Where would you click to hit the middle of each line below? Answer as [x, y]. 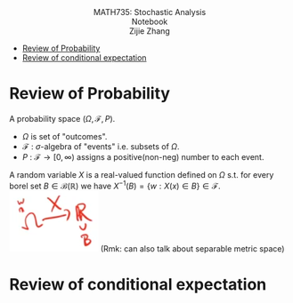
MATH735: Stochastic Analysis [150, 12]
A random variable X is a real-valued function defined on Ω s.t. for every [142, 174]
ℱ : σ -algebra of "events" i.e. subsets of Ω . [101, 146]
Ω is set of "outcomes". [65, 136]
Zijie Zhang [150, 31]
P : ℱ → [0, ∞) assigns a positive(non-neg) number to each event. [143, 156]
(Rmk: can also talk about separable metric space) [192, 248]
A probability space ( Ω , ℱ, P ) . [62, 118]
